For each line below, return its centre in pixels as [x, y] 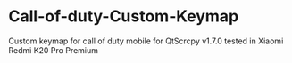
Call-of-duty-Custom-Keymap [124, 16]
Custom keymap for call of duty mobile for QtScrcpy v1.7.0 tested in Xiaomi [146, 41]
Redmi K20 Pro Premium [54, 50]
